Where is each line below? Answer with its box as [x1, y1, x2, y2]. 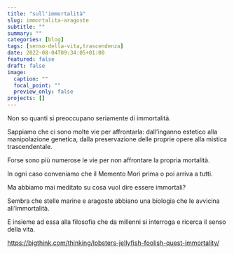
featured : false [7, 56, 55, 63]
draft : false [7, 62, 46, 69]
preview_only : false [13, 88, 74, 95]
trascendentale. [7, 143, 53, 150]
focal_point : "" [13, 82, 61, 89]
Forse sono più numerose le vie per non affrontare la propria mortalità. [7, 156, 210, 164]
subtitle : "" [7, 23, 46, 30]
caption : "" [13, 75, 49, 83]
